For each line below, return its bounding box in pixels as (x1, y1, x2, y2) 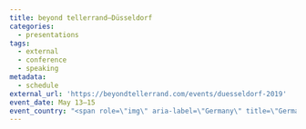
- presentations (17, 30, 79, 39)
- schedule (17, 81, 59, 90)
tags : (9, 38, 30, 48)
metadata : (9, 73, 47, 82)
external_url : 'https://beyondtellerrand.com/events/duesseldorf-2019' (9, 89, 287, 98)
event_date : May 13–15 (9, 97, 96, 107)
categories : (9, 22, 55, 31)
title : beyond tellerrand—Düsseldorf (9, 13, 153, 23)
